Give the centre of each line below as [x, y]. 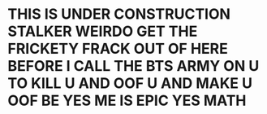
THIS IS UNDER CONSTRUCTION [119, 14]
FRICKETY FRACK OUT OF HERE [118, 49]
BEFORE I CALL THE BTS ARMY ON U [133, 66]
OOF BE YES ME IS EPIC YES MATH [127, 101]
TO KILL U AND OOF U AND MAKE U [130, 83]
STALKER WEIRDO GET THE [103, 31]
